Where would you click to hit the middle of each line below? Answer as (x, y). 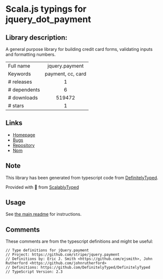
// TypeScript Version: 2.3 (34, 272)
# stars (16, 105)
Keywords (20, 74)
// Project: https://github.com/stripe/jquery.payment (63, 255)
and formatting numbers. (31, 54)
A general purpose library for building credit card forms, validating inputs (79, 49)
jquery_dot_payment (48, 19)
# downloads (23, 98)
